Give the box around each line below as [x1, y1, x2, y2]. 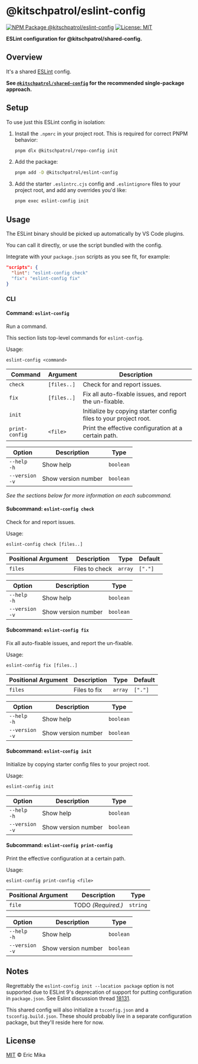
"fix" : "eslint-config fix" [11, 275, 81, 281]
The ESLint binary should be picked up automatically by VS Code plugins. [6, 230, 184, 237]
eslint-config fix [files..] [6, 662, 78, 668]
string [128, 902, 147, 908]
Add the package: [14, 158, 58, 165]
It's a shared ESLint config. [6, 68, 72, 75]
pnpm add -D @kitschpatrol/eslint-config [14, 170, 118, 175]
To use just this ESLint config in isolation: [6, 118, 106, 125]
